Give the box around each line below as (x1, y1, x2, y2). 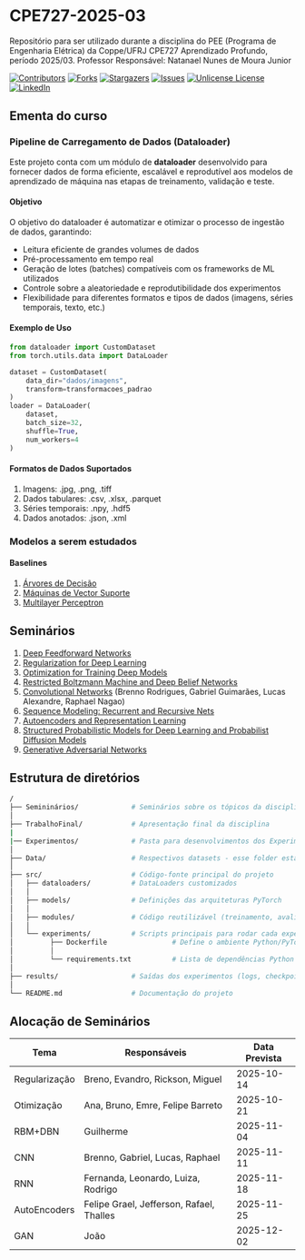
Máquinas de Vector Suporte (22, 587, 131, 598)
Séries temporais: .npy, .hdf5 (22, 502, 132, 513)
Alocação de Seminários (9, 1014, 151, 1029)
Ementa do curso (9, 108, 108, 124)
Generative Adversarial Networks (22, 744, 147, 755)
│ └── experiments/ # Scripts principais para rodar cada (9, 929, 279, 938)
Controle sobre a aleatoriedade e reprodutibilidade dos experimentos (22, 283, 281, 293)
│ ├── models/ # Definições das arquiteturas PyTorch (9, 896, 282, 905)
